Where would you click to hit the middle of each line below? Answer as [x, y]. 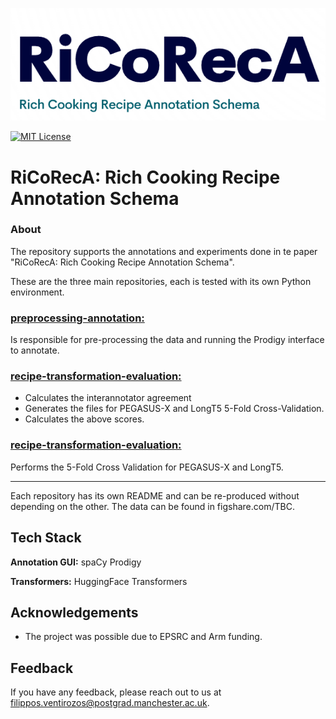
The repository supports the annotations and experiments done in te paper [164, 251]
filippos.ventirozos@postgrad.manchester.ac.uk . [110, 703]
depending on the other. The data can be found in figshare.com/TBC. [152, 506]
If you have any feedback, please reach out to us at [116, 692]
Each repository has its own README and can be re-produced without [155, 495]
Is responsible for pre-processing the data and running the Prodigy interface [167, 340]
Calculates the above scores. [84, 419]
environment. [37, 292]
